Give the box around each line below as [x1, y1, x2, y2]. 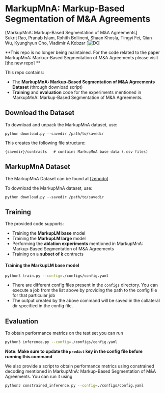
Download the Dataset [5, 109, 75, 117]
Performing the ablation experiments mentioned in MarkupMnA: [12, 241, 143, 246]
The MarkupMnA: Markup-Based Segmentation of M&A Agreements [12, 79, 155, 85]
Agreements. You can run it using [5, 373, 73, 380]
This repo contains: [5, 69, 44, 75]
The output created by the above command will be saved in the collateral [12, 297, 160, 304]
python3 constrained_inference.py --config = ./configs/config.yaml [5, 383, 144, 388]
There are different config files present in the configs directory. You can [12, 282, 158, 288]
